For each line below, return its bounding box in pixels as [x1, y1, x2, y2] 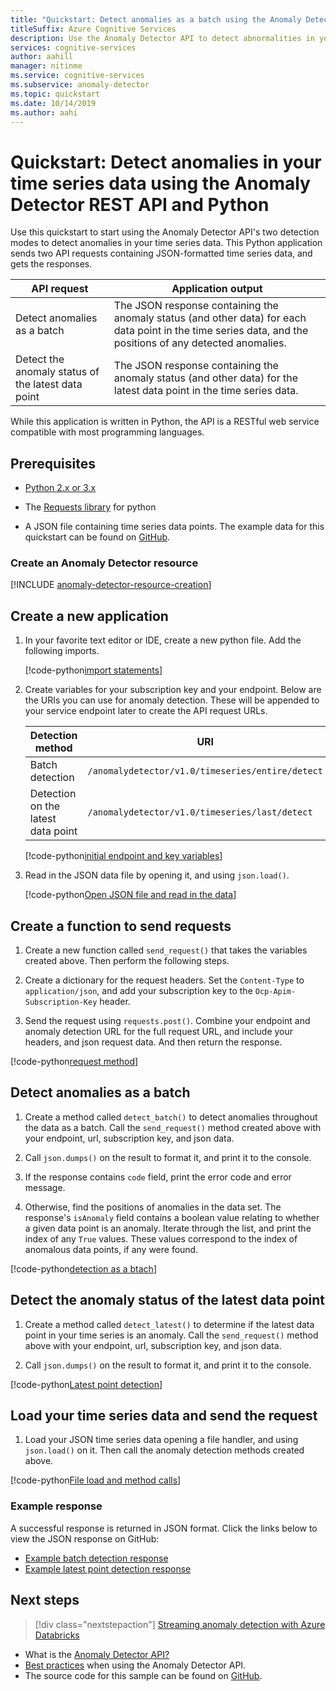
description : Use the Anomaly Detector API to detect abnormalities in [10, 33, 315, 43]
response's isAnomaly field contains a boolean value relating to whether [24, 1211, 320, 1223]
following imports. [24, 645, 100, 657]
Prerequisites [10, 455, 96, 472]
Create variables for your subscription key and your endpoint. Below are [24, 684, 322, 696]
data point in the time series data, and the [113, 324, 309, 338]
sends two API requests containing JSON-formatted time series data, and [10, 247, 313, 260]
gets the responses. [10, 258, 93, 270]
